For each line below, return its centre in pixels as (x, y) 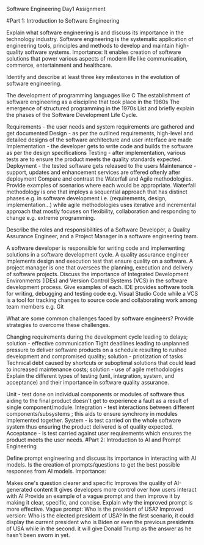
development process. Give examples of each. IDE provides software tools (100, 287)
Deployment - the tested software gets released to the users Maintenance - (101, 166)
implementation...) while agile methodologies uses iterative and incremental (101, 205)
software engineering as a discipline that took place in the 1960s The (93, 102)
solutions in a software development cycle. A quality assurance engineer (98, 254)
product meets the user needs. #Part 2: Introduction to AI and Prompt (94, 440)
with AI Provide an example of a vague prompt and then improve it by (93, 496)
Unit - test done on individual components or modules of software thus (96, 394)
